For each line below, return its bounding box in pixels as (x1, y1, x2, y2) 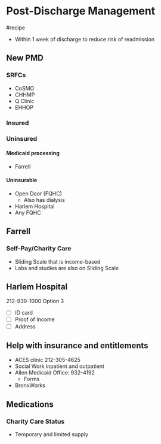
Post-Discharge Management (6, 4, 156, 18)
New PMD (6, 53, 44, 64)
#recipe (6, 24, 26, 31)
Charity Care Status (6, 417, 65, 425)
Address (14, 322, 36, 330)
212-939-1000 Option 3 (6, 298, 64, 305)
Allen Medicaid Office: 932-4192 (14, 369, 95, 376)
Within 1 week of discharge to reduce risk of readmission (14, 35, 155, 43)
